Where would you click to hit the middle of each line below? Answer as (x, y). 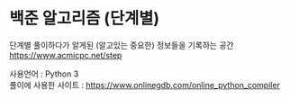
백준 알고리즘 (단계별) (85, 18)
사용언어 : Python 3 (44, 74)
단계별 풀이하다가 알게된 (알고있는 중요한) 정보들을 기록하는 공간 (122, 45)
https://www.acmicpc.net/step (66, 55)
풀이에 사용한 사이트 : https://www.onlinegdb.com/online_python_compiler (145, 85)
